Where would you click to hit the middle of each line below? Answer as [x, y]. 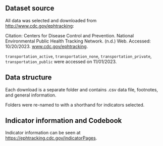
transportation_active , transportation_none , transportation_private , [78, 56]
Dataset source [30, 8]
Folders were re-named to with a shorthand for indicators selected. [75, 105]
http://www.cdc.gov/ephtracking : [40, 26]
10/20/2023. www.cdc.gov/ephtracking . [47, 46]
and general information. [31, 95]
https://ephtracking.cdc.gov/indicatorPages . [51, 138]
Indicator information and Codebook [64, 121]
